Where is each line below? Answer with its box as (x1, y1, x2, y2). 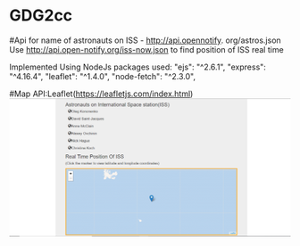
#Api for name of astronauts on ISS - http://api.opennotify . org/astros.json (9, 35, 281, 45)
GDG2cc (9, 5, 73, 26)
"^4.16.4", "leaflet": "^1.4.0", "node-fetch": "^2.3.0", (9, 70, 196, 81)
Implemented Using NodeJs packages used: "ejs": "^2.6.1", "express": (9, 61, 266, 72)
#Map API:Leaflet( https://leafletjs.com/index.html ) (9, 88, 194, 99)
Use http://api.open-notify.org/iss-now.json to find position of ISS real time (9, 44, 284, 54)
